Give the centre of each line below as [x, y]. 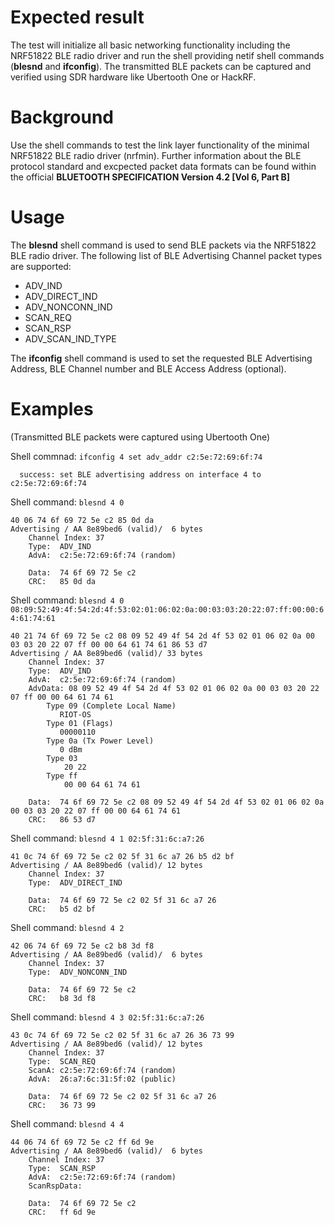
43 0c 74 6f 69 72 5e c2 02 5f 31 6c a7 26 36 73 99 [122, 1035]
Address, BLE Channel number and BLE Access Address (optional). [148, 368]
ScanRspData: [55, 1186]
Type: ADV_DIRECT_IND [75, 882]
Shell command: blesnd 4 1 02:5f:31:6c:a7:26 [107, 838]
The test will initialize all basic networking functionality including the [150, 45]
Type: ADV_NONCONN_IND [78, 972]
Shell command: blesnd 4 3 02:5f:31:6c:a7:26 [107, 1017]
